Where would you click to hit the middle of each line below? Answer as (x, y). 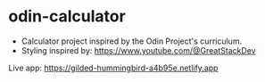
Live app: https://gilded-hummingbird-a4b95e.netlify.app (113, 68)
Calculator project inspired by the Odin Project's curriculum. (132, 41)
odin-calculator (67, 16)
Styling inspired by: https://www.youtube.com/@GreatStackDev (138, 50)
